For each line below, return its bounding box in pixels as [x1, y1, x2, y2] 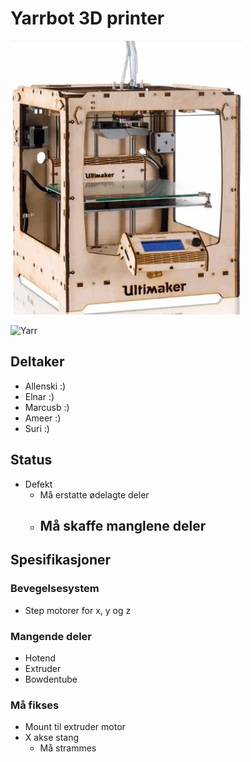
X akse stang [24, 732, 80, 744]
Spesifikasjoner [10, 552, 112, 569]
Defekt [24, 478, 53, 490]
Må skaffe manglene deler [39, 517, 207, 534]
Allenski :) [24, 380, 67, 392]
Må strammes [39, 742, 97, 754]
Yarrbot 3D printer [10, 7, 165, 30]
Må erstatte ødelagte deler [39, 488, 150, 501]
